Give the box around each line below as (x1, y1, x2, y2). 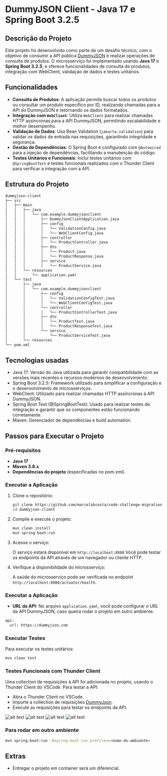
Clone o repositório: (12, 493, 53, 499)
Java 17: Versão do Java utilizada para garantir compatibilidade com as (12, 369, 159, 375)
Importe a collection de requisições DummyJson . (12, 699, 113, 705)
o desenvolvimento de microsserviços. (12, 385, 92, 392)
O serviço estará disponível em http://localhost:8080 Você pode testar (12, 549, 161, 555)
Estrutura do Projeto (5, 180, 69, 189)
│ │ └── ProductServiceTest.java (5, 333, 111, 338)
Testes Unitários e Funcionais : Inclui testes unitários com (12, 155, 132, 161)
